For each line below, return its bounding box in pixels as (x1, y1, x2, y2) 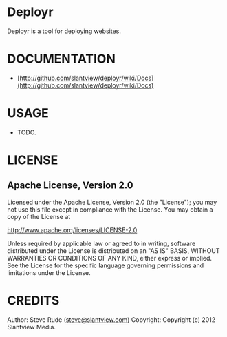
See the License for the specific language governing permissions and (7, 261, 204, 269)
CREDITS (7, 293, 60, 308)
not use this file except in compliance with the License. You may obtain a (7, 205, 213, 214)
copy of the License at (7, 212, 71, 221)
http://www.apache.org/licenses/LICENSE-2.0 (7, 225, 138, 234)
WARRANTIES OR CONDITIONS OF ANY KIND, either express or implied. (7, 254, 212, 262)
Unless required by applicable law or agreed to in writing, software (7, 239, 196, 247)
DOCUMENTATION (7, 51, 116, 67)
